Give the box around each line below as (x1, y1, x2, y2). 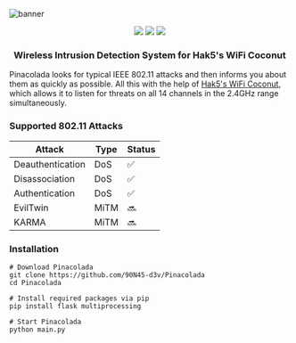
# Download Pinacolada (9, 263, 94, 272)
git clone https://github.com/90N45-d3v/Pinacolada (9, 270, 205, 280)
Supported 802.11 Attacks (9, 120, 123, 133)
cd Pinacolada (9, 278, 62, 287)
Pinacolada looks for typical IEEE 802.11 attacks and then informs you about (9, 69, 287, 80)
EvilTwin (13, 201, 49, 214)
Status (127, 143, 156, 155)
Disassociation (13, 172, 76, 184)
